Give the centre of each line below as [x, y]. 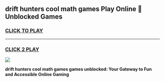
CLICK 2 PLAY [22, 49]
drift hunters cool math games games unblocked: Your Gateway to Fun [79, 69]
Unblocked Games [34, 17]
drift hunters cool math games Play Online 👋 [74, 9]
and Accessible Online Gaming [37, 74]
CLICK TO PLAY [24, 31]
